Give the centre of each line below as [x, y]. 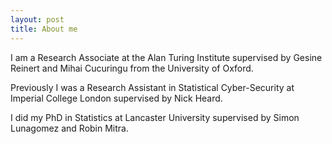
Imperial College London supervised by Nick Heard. [116, 98]
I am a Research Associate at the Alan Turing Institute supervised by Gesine [166, 57]
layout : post [37, 19]
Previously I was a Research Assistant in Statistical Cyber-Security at [152, 87]
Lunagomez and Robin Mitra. [69, 128]
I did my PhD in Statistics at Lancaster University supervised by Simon [155, 117]
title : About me [44, 29]
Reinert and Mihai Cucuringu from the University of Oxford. [132, 68]
